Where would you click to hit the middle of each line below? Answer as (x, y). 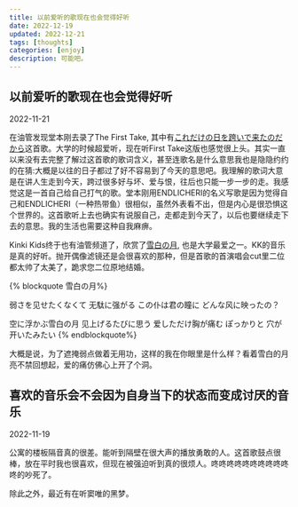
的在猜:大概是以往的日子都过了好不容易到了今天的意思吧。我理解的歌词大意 (146, 170)
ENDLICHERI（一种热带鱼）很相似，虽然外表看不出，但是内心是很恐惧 (153, 203)
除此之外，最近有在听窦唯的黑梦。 (71, 493)
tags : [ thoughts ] (41, 42)
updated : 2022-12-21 (47, 34)
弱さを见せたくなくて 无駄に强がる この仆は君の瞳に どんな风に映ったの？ (145, 305)
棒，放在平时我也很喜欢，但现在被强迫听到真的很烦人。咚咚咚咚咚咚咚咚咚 (145, 463)
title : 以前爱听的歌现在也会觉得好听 (70, 17)
